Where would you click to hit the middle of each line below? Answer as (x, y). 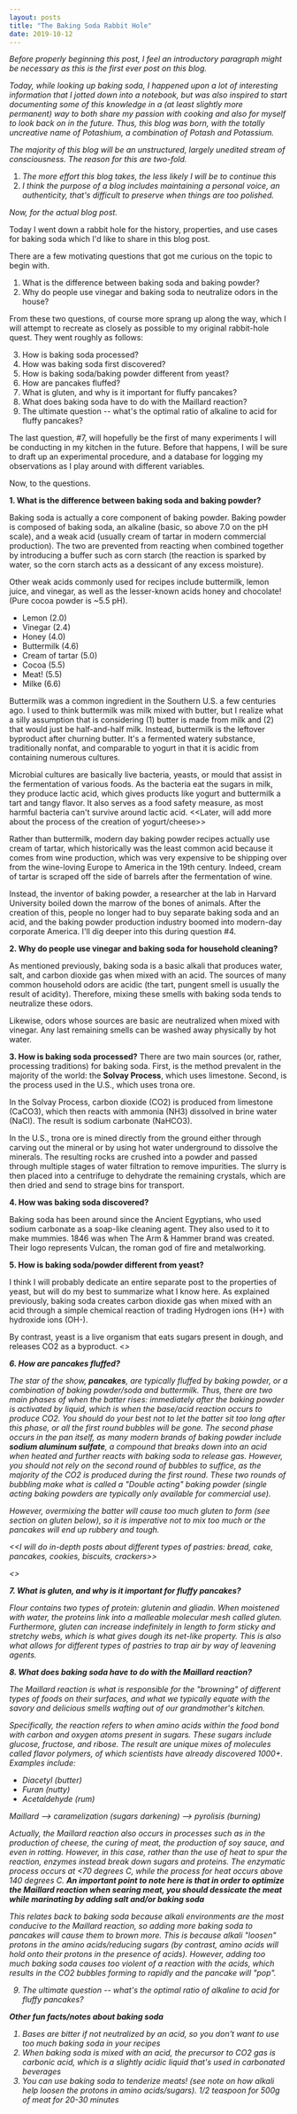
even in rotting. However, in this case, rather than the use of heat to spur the (148, 1853)
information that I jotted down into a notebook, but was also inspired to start (148, 95)
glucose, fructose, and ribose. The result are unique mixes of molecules (140, 1744)
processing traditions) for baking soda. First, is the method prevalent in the (145, 1066)
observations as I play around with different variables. (107, 466)
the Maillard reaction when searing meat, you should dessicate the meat (146, 1890)
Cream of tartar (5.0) (60, 656)
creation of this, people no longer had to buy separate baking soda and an (144, 913)
